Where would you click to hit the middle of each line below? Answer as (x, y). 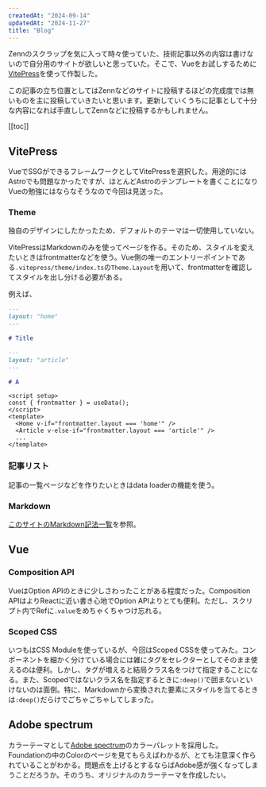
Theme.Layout (132, 268)
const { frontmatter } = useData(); (69, 403)
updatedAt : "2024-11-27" (49, 23)
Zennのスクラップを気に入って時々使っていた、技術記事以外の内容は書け (128, 54)
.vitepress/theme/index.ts (60, 268)
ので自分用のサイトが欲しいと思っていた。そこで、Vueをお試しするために (136, 64)
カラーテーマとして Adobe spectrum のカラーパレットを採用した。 (116, 745)
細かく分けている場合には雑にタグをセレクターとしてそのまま (150, 660)
